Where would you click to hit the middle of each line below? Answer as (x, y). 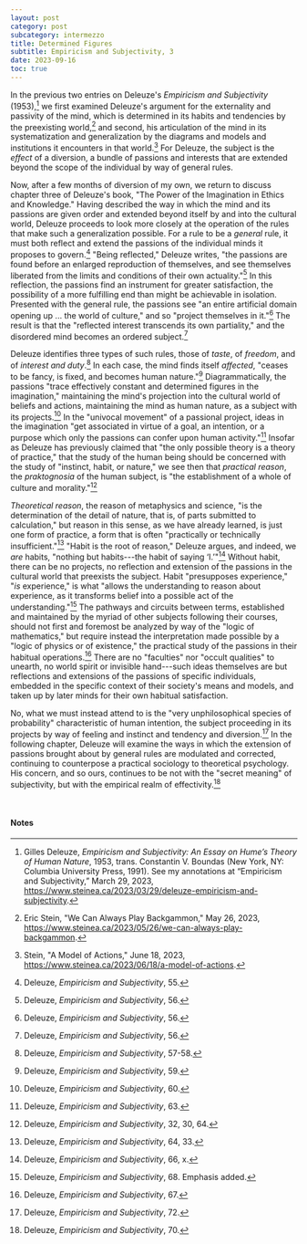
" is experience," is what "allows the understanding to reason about (136, 586)
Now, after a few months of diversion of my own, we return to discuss (141, 184)
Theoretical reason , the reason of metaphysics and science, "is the (137, 505)
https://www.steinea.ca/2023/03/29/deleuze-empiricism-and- (141, 890)
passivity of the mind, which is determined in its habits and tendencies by (148, 116)
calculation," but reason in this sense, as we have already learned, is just (147, 525)
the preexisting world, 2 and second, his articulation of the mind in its (138, 126)
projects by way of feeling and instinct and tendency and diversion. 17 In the (151, 734)
